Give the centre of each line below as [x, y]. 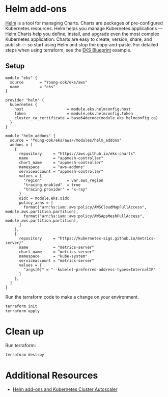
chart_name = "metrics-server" [57, 252]
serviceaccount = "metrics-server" [57, 260]
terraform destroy [25, 355]
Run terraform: [21, 346]
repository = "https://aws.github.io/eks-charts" [77, 153]
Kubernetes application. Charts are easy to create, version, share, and [79, 39]
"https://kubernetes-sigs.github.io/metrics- [107, 238]
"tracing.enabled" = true [52, 185]
